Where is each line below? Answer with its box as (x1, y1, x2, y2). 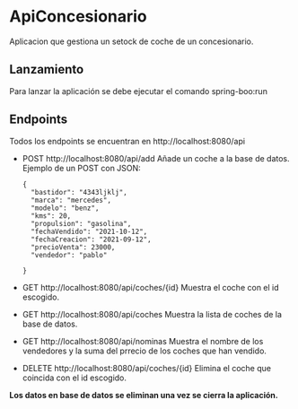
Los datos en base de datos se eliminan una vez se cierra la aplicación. (9, 389, 278, 400)
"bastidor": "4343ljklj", (31, 187, 127, 196)
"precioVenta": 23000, (31, 242, 116, 252)
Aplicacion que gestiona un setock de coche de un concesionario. (9, 36, 254, 47)
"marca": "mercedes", (31, 196, 112, 204)
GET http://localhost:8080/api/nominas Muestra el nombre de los (22, 335, 264, 346)
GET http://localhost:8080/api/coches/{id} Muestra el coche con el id (22, 282, 280, 292)
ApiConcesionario (9, 6, 148, 27)
